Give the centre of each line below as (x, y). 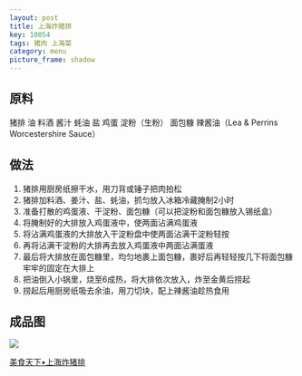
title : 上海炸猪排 (41, 26)
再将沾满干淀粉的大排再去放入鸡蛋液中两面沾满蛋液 (118, 245)
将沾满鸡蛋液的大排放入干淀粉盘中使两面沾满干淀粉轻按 (126, 234)
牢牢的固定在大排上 (58, 267)
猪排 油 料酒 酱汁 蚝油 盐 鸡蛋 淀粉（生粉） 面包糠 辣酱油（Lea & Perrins (144, 122)
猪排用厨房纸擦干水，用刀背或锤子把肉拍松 (102, 188)
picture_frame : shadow (52, 60)
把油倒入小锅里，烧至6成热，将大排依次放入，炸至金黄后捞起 (136, 279)
